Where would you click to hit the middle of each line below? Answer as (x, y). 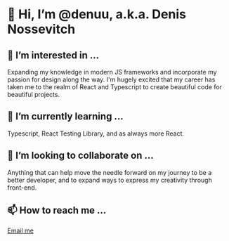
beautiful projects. (34, 95)
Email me (20, 230)
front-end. (22, 187)
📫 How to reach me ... (57, 210)
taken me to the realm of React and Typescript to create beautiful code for (115, 87)
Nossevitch (41, 29)
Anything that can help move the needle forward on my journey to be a (110, 172)
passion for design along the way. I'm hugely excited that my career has (111, 79)
